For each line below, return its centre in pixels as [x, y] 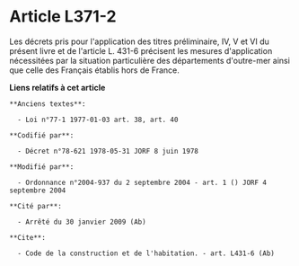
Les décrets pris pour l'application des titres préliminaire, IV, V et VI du [139, 41]
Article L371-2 [63, 17]
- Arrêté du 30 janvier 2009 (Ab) [82, 222]
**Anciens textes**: [48, 104]
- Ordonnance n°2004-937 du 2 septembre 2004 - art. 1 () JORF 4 [142, 182]
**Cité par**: [36, 206]
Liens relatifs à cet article [57, 87]
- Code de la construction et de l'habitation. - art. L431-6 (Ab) [146, 253]
